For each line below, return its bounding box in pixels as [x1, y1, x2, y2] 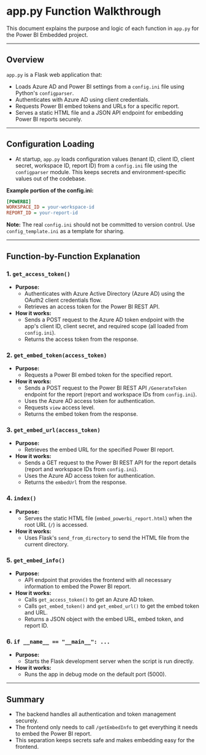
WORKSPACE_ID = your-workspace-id [6, 204, 95, 210]
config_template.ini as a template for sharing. [6, 228, 124, 235]
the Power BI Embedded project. [6, 31, 88, 38]
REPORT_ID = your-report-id [6, 210, 78, 216]
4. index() [6, 494, 37, 502]
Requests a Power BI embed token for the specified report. [24, 371, 173, 378]
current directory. [24, 540, 69, 548]
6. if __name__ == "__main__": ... [6, 637, 110, 645]
